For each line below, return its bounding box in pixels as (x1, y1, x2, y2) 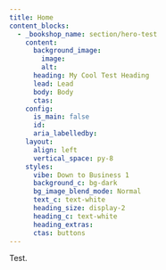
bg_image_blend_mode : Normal (32, 187, 142, 196)
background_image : (32, 46, 102, 55)
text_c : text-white (32, 195, 105, 205)
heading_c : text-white (32, 211, 118, 221)
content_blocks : (9, 21, 70, 30)
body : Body (32, 87, 74, 96)
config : (25, 104, 54, 113)
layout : (25, 137, 54, 146)
